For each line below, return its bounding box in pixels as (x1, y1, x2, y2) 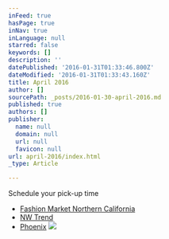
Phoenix (19, 222, 47, 232)
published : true (8, 100, 62, 108)
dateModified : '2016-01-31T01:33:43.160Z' (8, 71, 151, 79)
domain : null (15, 130, 59, 138)
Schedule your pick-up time (8, 189, 99, 198)
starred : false (8, 41, 59, 49)
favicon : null (15, 145, 62, 153)
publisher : (8, 116, 44, 123)
